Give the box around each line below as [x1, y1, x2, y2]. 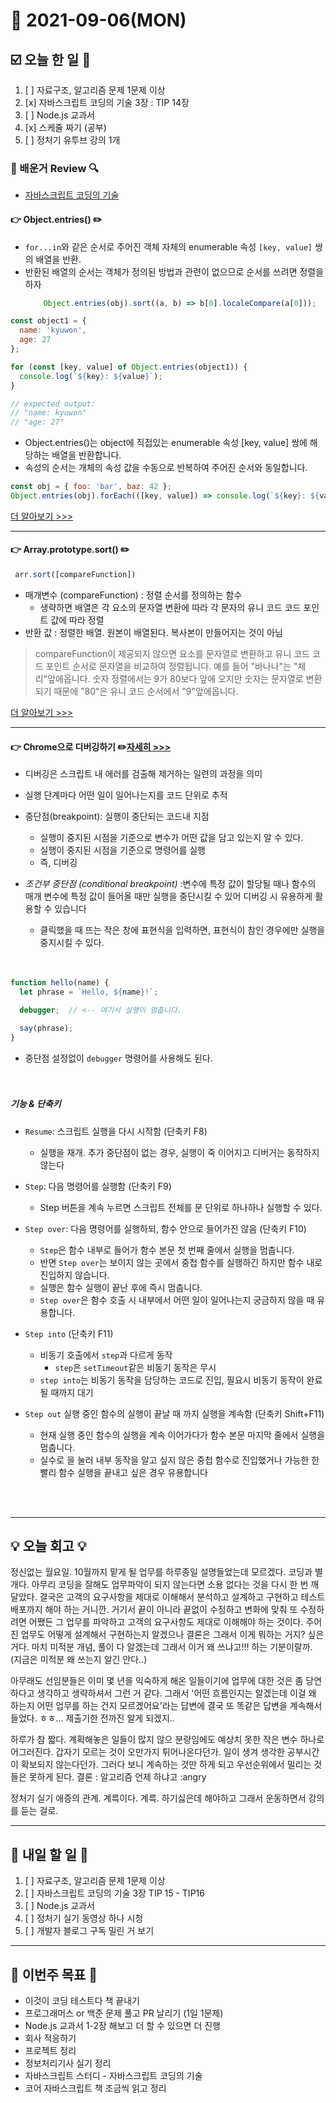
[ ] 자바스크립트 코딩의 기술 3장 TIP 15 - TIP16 [24, 1887, 205, 1899]
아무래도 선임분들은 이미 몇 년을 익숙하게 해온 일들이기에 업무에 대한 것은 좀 [10, 1675, 304, 1687]
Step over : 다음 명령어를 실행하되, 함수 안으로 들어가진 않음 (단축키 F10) [24, 1222, 307, 1234]
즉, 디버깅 [39, 857, 78, 869]
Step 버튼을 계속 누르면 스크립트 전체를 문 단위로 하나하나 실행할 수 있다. [39, 1201, 323, 1213]
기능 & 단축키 [10, 1098, 62, 1110]
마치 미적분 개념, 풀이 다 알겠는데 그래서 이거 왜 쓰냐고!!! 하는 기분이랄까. [31, 1641, 313, 1653]
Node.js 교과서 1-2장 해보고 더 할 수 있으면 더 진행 [24, 2019, 222, 2031]
